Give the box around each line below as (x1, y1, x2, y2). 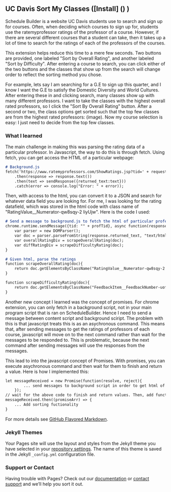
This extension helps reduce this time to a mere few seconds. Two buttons (5, 50, 161, 56)
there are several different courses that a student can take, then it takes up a (5, 34, 166, 40)
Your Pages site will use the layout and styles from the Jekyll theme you (5, 440, 156, 447)
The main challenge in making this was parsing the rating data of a (5, 144, 145, 150)
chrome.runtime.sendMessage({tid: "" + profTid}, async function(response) (5, 224, 169, 229)
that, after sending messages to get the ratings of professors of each (5, 326, 150, 332)
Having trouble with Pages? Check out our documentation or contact (5, 476, 149, 482)
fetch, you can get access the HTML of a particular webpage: (5, 155, 134, 161)
